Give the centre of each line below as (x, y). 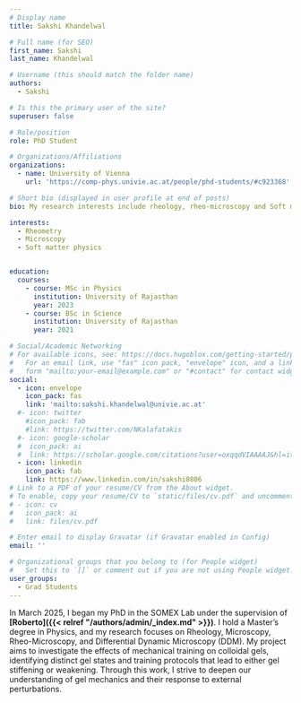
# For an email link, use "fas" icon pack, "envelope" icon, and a (142, 363)
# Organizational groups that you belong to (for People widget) (133, 562)
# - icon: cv (34, 504)
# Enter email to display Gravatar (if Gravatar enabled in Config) (140, 538)
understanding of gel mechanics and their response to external (125, 679)
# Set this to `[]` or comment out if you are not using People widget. (152, 570)
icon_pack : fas (54, 396)
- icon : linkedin (50, 463)
